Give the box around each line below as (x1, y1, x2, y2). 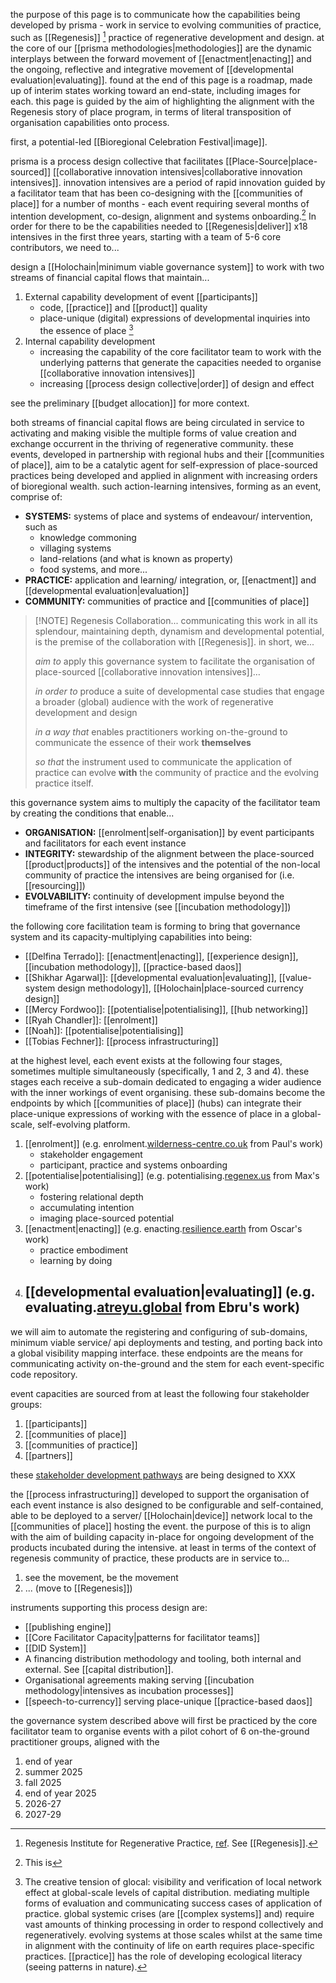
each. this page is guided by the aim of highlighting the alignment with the (10, 95, 315, 107)
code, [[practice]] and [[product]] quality (39, 302, 208, 314)
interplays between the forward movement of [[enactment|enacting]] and (10, 52, 312, 64)
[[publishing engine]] (24, 1620, 112, 1633)
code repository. (10, 1368, 78, 1380)
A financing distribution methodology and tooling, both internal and (24, 1652, 302, 1664)
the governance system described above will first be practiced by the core (10, 1714, 318, 1726)
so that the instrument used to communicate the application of (34, 755, 293, 768)
